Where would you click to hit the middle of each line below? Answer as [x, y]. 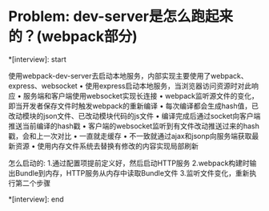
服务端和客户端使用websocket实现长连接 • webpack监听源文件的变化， [141, 95]
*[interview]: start [37, 59]
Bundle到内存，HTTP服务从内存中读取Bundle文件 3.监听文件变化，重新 [132, 172]
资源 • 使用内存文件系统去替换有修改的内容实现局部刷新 [106, 146]
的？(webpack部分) [73, 37]
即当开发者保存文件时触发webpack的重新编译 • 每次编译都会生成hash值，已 [133, 106]
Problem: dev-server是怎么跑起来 [121, 16]
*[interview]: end [36, 199]
